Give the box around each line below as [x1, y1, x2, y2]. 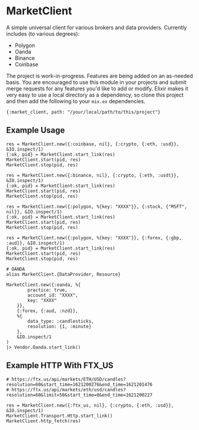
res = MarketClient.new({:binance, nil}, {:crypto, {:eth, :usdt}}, [6, 172, 179, 178]
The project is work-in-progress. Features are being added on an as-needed [6, 72, 193, 79]
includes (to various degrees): [6, 30, 80, 37]
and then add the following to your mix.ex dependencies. [6, 97, 146, 105]
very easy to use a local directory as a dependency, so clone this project [6, 91, 184, 98]
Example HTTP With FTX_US [6, 360, 114, 370]
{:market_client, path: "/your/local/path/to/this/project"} [6, 109, 161, 115]
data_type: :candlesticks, [27, 318, 94, 324]
